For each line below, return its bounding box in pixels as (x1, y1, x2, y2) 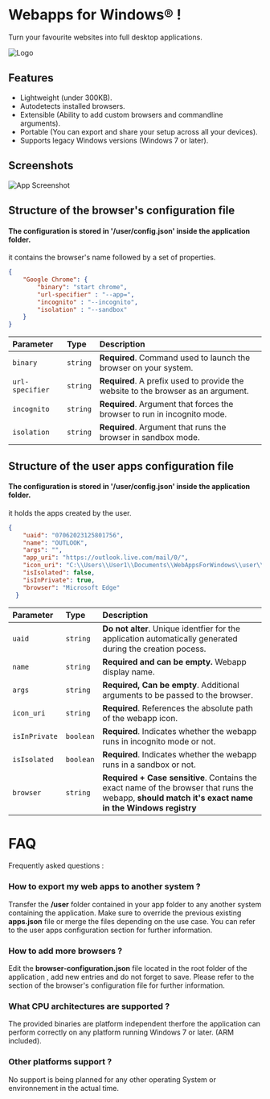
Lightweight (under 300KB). (19, 93, 112, 102)
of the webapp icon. (102, 712, 178, 724)
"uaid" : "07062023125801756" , (22, 531, 125, 539)
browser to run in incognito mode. (99, 408, 227, 420)
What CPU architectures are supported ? (8, 1001, 170, 1012)
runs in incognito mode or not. (102, 736, 216, 747)
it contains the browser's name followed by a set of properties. (8, 252, 216, 263)
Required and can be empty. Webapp (102, 656, 247, 667)
